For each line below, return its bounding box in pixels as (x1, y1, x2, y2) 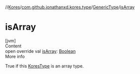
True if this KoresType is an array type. (5, 63, 84, 69)
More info (5, 53, 25, 59)
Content (5, 43, 22, 49)
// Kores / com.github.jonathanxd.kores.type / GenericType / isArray (5, 4, 135, 10)
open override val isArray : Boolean (5, 48, 76, 54)
